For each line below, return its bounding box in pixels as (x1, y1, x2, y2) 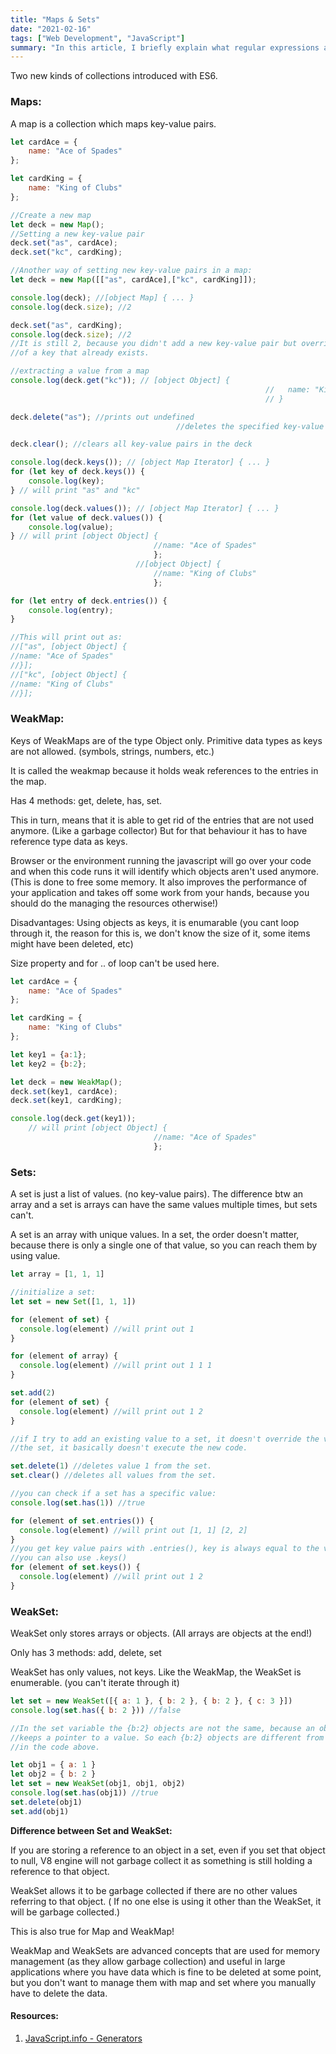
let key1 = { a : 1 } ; (10, 1049, 87, 1060)
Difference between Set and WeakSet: (10, 1824, 173, 1836)
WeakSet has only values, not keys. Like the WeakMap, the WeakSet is (10, 1666, 302, 1678)
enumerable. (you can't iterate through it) (10, 1677, 180, 1689)
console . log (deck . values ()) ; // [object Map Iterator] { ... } (10, 503, 280, 513)
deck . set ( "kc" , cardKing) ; (10, 247, 123, 258)
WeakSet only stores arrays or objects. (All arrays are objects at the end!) (10, 1627, 313, 1640)
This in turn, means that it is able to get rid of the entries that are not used (10, 814, 314, 826)
